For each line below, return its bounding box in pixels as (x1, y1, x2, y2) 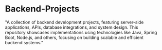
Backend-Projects (5, 3, 80, 14)
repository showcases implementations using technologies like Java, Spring (5, 29, 157, 35)
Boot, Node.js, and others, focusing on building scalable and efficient (5, 35, 144, 40)
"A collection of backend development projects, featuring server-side (5, 19, 144, 25)
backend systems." (5, 39, 44, 45)
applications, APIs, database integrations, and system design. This (5, 24, 139, 30)
